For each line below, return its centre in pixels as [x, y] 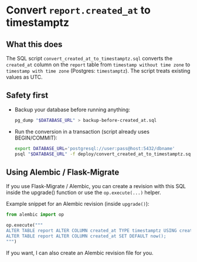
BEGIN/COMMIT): [36, 138]
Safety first [27, 95]
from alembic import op [35, 215]
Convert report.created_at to [78, 10]
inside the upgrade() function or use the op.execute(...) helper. [84, 193]
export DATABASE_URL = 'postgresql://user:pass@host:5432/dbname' [95, 148]
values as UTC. [24, 77]
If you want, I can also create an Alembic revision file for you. [80, 253]
